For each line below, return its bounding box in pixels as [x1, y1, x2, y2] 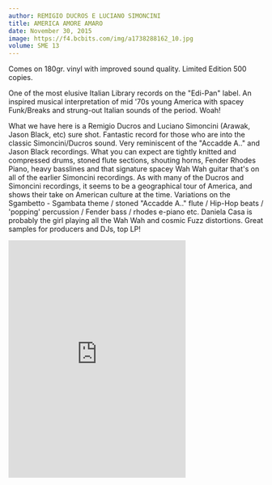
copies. [8, 73, 33, 82]
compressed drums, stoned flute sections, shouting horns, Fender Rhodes [8, 155, 257, 166]
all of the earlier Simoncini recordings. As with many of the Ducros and [8, 173, 244, 183]
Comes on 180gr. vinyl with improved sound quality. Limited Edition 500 [8, 64, 247, 74]
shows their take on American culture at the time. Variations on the [8, 190, 231, 200]
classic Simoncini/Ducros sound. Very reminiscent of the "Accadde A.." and [8, 138, 261, 148]
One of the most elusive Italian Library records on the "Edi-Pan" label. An [8, 88, 253, 98]
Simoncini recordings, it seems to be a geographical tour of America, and [8, 181, 253, 191]
